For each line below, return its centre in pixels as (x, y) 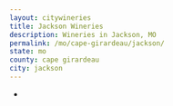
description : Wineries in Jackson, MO (83, 34)
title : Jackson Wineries (56, 26)
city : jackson (36, 69)
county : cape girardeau (55, 60)
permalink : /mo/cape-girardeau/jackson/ (87, 43)
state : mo (28, 52)
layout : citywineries (51, 18)
